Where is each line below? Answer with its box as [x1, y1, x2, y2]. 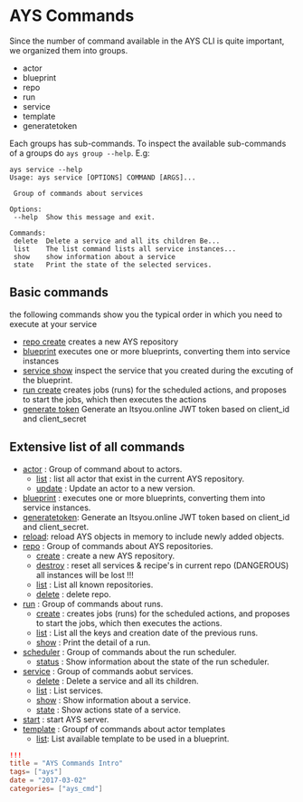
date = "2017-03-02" [9, 776, 88, 785]
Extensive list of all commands [9, 440, 185, 455]
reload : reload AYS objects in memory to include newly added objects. [22, 531, 285, 542]
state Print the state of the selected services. [13, 260, 213, 269]
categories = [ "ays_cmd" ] [9, 785, 103, 794]
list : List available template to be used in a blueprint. [35, 733, 230, 744]
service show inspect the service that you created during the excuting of [22, 364, 294, 376]
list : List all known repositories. [35, 579, 154, 590]
